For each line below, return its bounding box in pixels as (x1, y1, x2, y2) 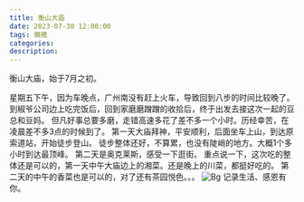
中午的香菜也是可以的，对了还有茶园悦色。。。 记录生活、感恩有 (33, 171, 287, 182)
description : (9, 47, 59, 56)
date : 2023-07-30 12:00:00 (9, 22, 111, 31)
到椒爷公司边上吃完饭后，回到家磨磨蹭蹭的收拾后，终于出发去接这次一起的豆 (9, 103, 295, 114)
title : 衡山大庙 (9, 13, 65, 23)
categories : (9, 38, 54, 48)
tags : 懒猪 (9, 30, 48, 39)
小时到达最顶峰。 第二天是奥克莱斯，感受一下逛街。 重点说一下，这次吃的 (9, 149, 283, 159)
